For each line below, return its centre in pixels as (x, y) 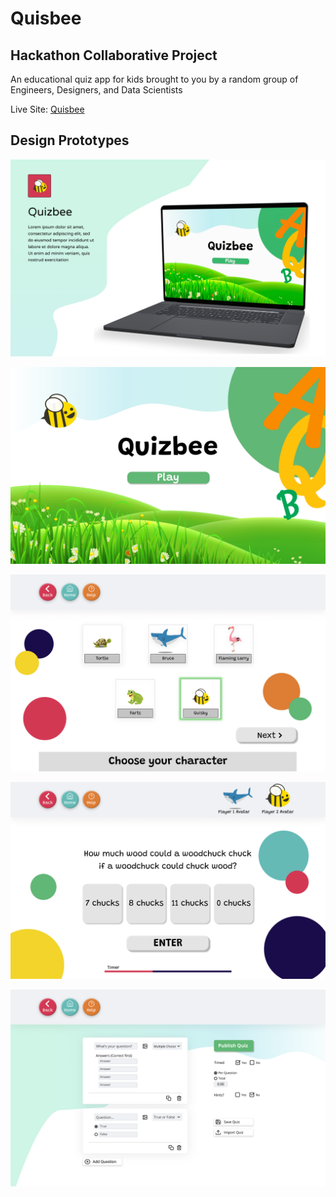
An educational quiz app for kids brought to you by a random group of (154, 79)
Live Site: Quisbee (47, 109)
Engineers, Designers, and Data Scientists (96, 90)
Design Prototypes (70, 140)
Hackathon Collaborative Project (114, 55)
